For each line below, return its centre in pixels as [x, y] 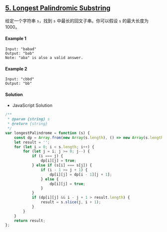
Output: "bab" [20, 54]
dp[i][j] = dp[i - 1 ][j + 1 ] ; [81, 174]
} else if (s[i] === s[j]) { [62, 166]
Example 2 [16, 68]
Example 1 [16, 39]
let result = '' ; [32, 142]
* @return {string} [28, 124]
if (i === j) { [47, 156]
